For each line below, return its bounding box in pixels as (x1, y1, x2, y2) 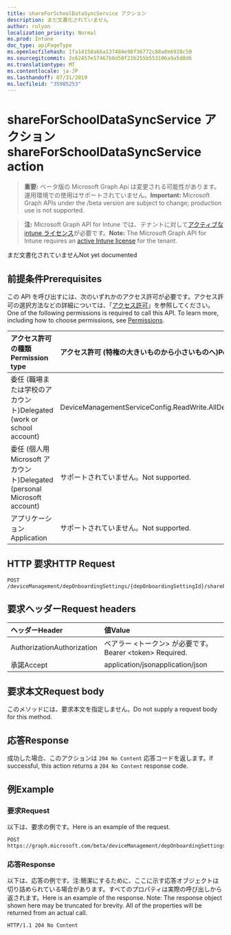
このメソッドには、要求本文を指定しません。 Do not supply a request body (7, 705, 218, 714)
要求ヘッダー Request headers (7, 603, 136, 615)
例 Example (7, 783, 54, 795)
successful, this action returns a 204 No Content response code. (7, 762, 189, 770)
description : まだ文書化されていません (7, 16, 109, 23)
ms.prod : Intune (7, 36, 54, 43)
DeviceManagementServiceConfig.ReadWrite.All (60, 403, 217, 412)
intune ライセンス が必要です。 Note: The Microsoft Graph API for (23, 229, 207, 237)
